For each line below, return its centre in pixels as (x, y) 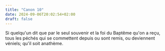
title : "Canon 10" (24, 10)
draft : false (19, 19)
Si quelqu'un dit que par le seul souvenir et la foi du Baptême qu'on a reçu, (83, 33)
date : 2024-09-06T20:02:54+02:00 (40, 14)
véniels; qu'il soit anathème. (34, 44)
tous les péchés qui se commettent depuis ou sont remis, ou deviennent (80, 38)
